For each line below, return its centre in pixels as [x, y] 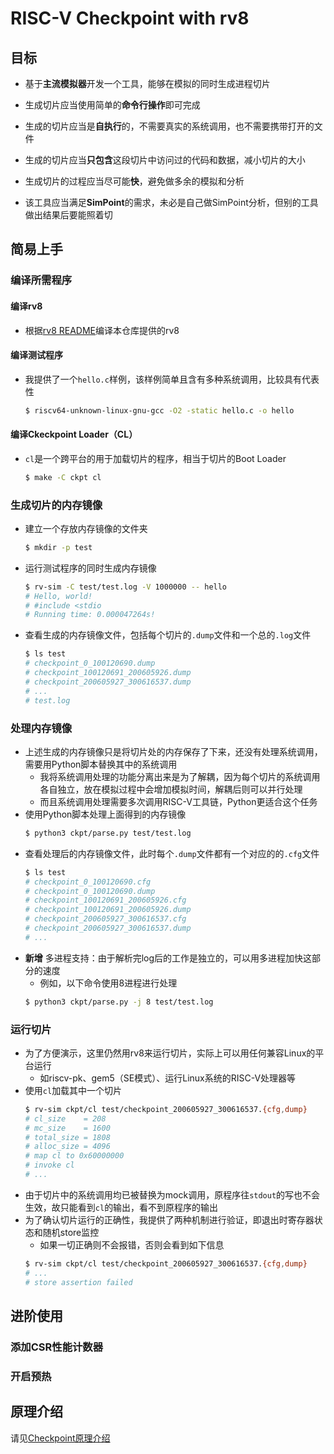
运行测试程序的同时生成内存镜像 [90, 568]
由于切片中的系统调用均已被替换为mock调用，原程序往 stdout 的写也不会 [172, 1194]
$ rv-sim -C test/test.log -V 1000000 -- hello [126, 587]
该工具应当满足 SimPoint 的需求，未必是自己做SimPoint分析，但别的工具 [171, 202]
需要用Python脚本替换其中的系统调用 [101, 764]
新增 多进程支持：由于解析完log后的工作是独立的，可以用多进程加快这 [168, 958]
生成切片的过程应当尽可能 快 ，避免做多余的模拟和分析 [134, 181]
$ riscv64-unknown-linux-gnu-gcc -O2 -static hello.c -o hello [159, 410]
